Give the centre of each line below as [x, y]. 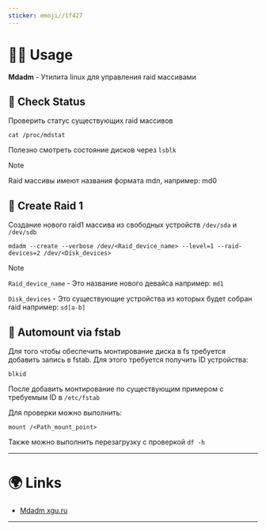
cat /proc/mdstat [37, 136]
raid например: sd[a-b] [47, 307]
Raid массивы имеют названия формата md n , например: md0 [113, 181]
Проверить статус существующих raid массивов [91, 121]
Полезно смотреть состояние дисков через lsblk [92, 150]
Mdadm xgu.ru [44, 510]
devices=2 [25, 253]
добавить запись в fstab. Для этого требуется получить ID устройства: [128, 359]
